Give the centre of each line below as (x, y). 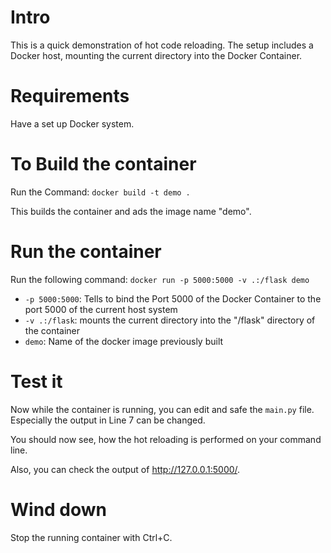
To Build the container (103, 164)
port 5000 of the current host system (101, 309)
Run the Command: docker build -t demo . (100, 192)
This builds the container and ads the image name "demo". (131, 211)
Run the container (86, 252)
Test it (36, 381)
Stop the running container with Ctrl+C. (91, 537)
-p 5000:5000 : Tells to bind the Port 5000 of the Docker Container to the (173, 298)
